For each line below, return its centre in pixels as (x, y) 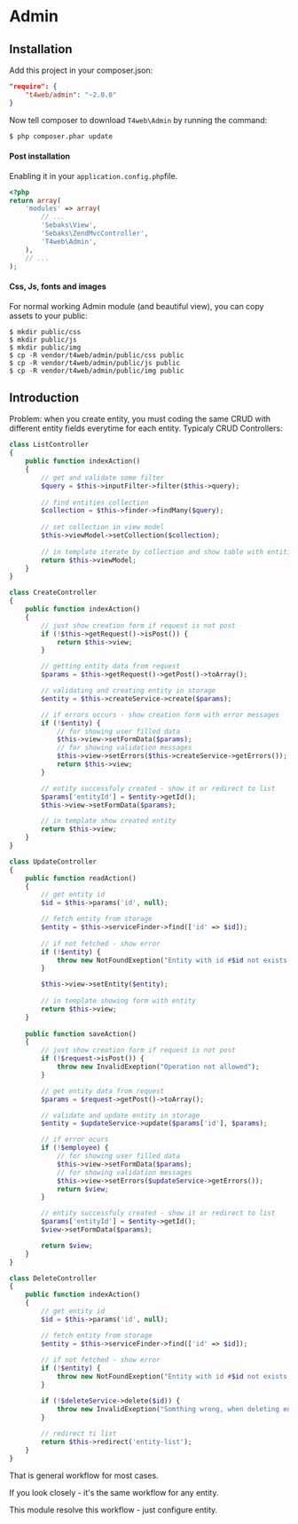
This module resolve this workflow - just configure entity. (114, 1510)
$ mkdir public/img (45, 348)
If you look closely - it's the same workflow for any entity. (114, 1492)
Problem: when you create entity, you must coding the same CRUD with (140, 419)
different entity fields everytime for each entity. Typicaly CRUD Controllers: (146, 428)
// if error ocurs (75, 1140)
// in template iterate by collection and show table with (153, 551)
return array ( (35, 200)
